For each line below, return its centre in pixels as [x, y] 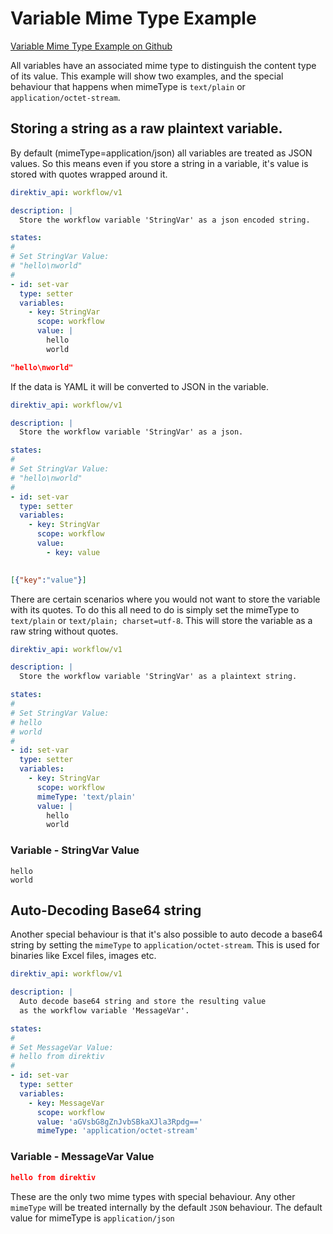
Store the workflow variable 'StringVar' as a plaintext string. [158, 677]
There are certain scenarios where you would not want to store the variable [165, 599]
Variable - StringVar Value [75, 850]
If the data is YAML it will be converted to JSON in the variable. [140, 386]
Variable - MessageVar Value [82, 1157]
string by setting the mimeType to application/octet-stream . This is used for [165, 945]
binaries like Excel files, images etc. [83, 956]
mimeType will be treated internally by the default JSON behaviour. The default [166, 1207]
